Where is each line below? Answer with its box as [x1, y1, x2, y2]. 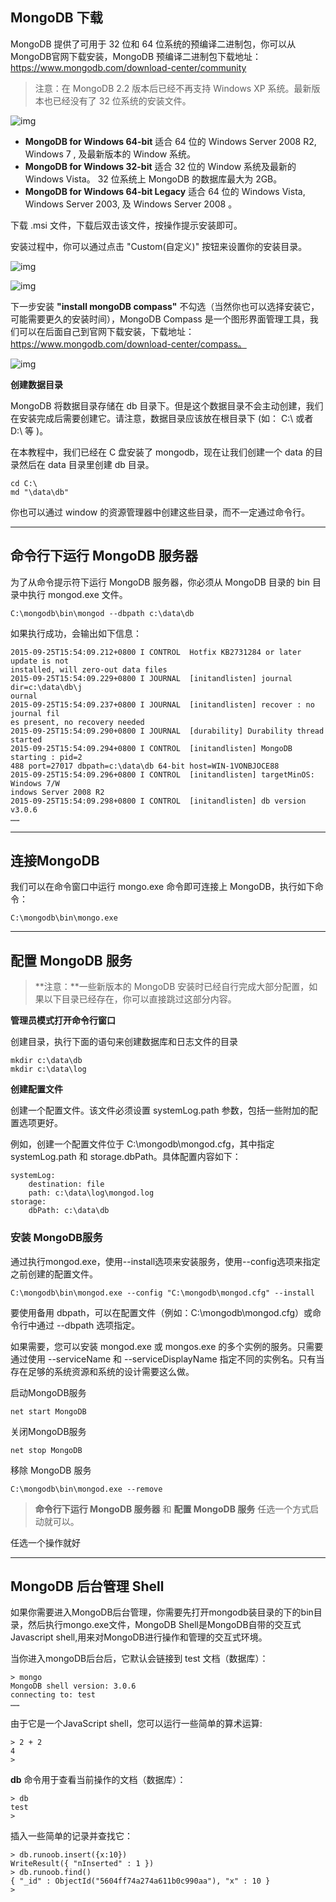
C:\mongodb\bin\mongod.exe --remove [10, 1484, 163, 1494]
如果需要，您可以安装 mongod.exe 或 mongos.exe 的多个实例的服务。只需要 [10, 1340, 324, 1352]
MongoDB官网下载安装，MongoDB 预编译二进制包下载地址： [10, 50, 262, 62]
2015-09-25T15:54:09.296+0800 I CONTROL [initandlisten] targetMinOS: [10, 769, 315, 780]
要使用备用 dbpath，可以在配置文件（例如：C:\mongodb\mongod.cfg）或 [10, 1306, 313, 1318]
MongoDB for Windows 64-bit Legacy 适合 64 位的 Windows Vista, [24, 185, 306, 197]
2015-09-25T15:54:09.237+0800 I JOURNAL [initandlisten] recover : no [10, 699, 315, 710]
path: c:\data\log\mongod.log [28, 1188, 155, 1198]
